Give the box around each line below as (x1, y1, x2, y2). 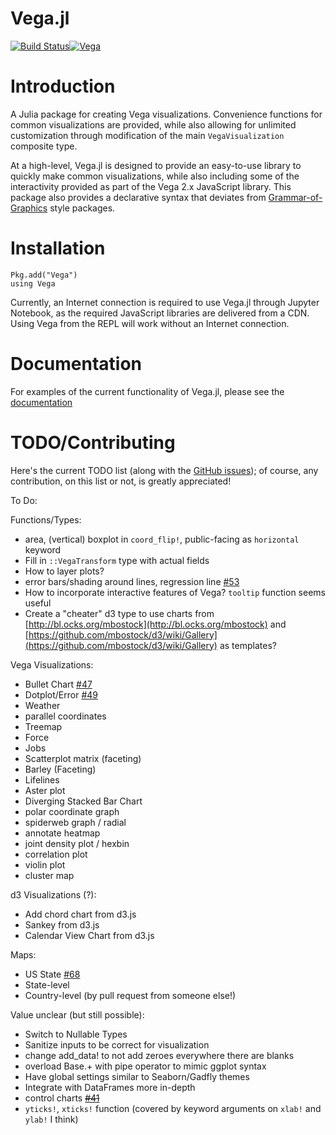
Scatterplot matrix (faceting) (24, 752, 142, 764)
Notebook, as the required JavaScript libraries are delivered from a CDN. (10, 307, 310, 319)
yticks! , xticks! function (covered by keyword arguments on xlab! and (24, 1102, 322, 1114)
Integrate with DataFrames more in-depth (24, 1081, 196, 1093)
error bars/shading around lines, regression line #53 (24, 575, 240, 587)
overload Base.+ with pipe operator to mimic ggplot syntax (24, 1060, 267, 1072)
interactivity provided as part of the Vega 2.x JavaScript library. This (10, 180, 292, 192)
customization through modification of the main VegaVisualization (10, 129, 285, 141)
